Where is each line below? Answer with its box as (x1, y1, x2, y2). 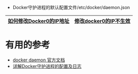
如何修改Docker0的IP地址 (8, 18, 70, 24)
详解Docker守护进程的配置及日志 (12, 63, 82, 69)
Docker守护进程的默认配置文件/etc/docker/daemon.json (12, 5, 130, 10)
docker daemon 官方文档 (12, 57, 65, 63)
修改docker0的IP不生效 (74, 18, 131, 24)
